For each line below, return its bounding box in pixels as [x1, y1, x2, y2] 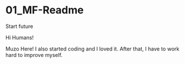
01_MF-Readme [5, 3, 84, 17]
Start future [5, 23, 33, 30]
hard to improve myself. [5, 51, 63, 58]
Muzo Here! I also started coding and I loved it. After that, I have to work [5, 45, 180, 52]
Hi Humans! [5, 34, 34, 41]
